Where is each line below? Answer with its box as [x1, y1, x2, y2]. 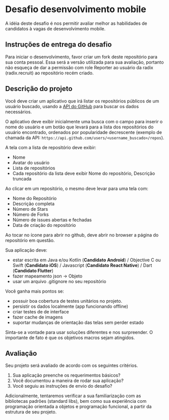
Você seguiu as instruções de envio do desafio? [12, 383, 112, 389]
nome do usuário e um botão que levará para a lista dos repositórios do [5, 124, 154, 130]
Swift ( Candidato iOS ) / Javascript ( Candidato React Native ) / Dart [12, 262, 152, 268]
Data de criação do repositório [12, 222, 76, 228]
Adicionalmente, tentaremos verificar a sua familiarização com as [5, 393, 141, 399]
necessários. [5, 109, 32, 115]
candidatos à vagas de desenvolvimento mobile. [5, 25, 106, 31]
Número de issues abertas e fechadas [12, 216, 92, 223]
